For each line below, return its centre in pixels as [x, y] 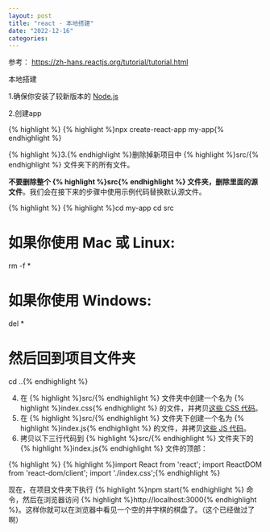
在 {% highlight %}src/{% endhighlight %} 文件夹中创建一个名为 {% [132, 398]
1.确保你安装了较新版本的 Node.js [64, 97]
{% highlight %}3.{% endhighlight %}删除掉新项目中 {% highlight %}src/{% [134, 155]
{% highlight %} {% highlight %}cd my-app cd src [91, 208]
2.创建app [25, 113]
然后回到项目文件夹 [72, 359]
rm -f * [20, 266]
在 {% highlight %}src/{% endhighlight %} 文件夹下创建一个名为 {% [132, 419]
